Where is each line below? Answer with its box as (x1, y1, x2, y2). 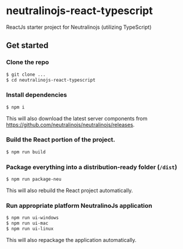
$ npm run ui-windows (6, 215, 59, 221)
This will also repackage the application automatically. (6, 236, 137, 243)
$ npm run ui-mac (6, 220, 49, 227)
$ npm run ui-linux (6, 226, 54, 231)
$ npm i (6, 104, 25, 110)
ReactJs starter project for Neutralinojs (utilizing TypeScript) (6, 23, 152, 31)
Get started (6, 41, 49, 51)
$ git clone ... (6, 72, 46, 78)
